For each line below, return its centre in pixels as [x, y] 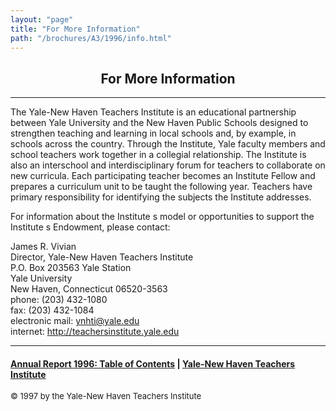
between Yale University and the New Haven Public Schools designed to [159, 123]
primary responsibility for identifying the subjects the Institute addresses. [161, 197]
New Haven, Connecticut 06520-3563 [89, 289]
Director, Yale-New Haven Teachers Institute [102, 257]
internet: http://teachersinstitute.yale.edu [95, 332]
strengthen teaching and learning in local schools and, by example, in [153, 133]
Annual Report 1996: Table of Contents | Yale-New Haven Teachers [153, 363]
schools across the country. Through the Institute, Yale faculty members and [168, 144]
